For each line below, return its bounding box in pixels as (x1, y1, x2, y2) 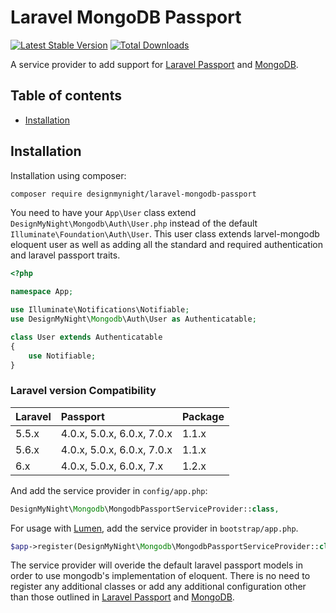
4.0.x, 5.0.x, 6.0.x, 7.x (60, 459, 164, 473)
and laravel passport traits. (10, 249, 121, 261)
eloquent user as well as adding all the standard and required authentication (10, 239, 323, 251)
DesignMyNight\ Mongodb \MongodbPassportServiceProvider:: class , (10, 504, 280, 514)
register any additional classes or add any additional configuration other (10, 581, 307, 593)
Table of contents (10, 87, 122, 105)
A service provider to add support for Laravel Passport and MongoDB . (10, 58, 299, 70)
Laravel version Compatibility (10, 384, 157, 398)
